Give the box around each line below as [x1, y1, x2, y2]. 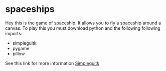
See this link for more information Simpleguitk [5, 60, 99, 66]
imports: [5, 30, 23, 36]
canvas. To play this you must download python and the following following [5, 25, 160, 31]
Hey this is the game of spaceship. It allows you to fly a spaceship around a [5, 20, 161, 26]
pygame [12, 45, 30, 51]
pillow [12, 51, 25, 57]
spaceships [5, 3, 55, 15]
